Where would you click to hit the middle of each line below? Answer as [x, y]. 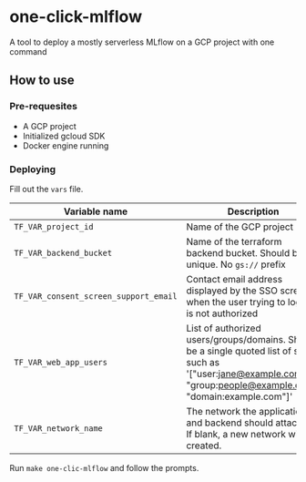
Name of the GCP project [240, 227]
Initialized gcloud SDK [64, 136]
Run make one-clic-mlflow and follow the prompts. [104, 467]
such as [203, 362]
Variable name [96, 211]
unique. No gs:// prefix [236, 264]
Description [253, 211]
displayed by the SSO [232, 291]
